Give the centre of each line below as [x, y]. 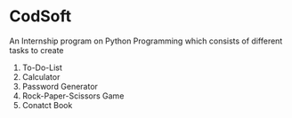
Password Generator [60, 86]
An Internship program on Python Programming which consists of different [146, 41]
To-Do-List [42, 67]
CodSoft [41, 16]
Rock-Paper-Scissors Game [73, 96]
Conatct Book [47, 105]
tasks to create [36, 50]
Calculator [41, 76]
